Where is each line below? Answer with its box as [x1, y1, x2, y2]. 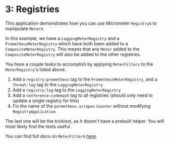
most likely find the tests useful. [5, 123, 72, 129]
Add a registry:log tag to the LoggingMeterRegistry [12, 87, 121, 93]
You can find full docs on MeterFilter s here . [5, 133, 97, 139]
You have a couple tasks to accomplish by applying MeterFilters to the [5, 61, 153, 67]
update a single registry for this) [12, 97, 80, 104]
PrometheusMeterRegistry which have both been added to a [5, 40, 128, 46]
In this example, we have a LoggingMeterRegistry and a [5, 35, 120, 41]
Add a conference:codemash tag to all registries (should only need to [12, 92, 153, 98]
